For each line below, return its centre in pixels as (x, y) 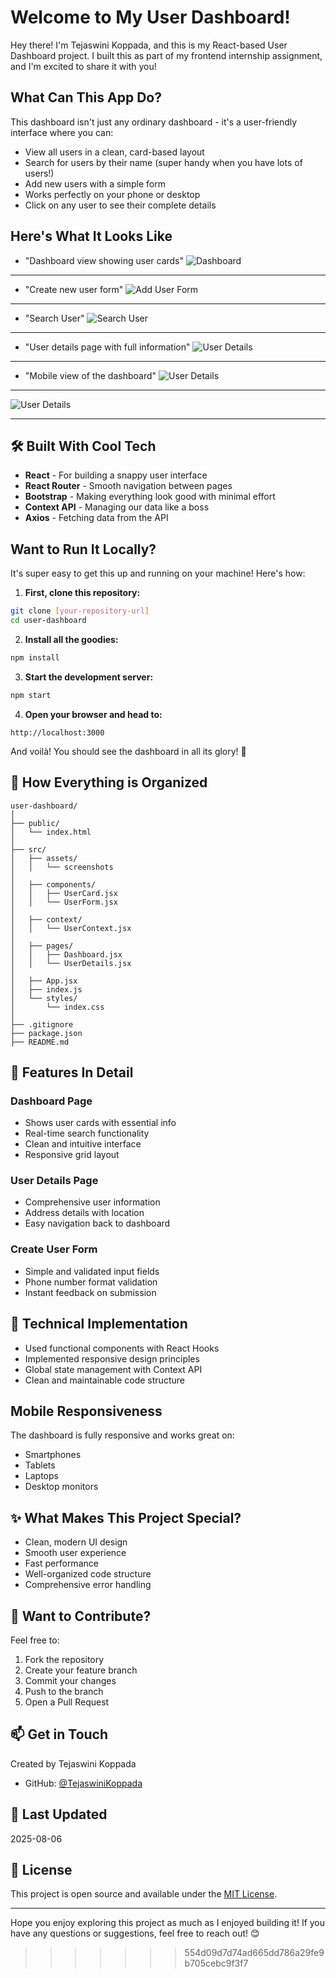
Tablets (40, 1465)
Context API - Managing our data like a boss (117, 507)
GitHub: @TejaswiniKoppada (83, 1783)
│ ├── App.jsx (44, 981)
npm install (35, 657)
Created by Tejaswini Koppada (73, 1763)
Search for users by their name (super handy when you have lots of (163, 162)
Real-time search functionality (87, 1133)
